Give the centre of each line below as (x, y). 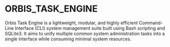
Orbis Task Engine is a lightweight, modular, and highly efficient (71, 23)
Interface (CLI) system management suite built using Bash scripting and (90, 28)
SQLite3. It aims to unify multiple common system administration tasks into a (85, 33)
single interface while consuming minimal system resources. (68, 39)
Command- (151, 23)
